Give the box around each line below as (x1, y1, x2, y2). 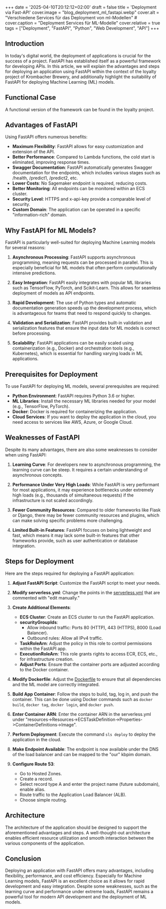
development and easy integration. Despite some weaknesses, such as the (5, 883, 158, 889)
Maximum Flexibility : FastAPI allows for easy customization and (12, 144, 143, 150)
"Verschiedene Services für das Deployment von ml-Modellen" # (5, 15, 137, 20)
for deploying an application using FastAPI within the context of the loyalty (5, 68, 157, 74)
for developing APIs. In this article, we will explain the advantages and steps (5, 63, 160, 69)
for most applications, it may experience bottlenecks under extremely (12, 487, 154, 493)
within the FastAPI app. (19, 646, 67, 652)
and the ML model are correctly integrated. (12, 681, 100, 687)
